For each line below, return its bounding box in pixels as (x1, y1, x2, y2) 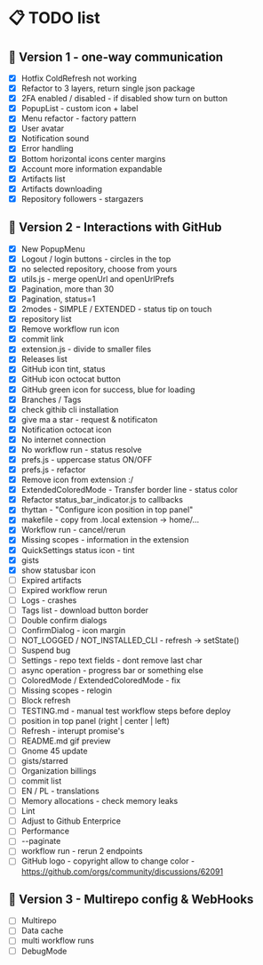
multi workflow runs (20, 936, 94, 946)
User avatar (20, 123, 65, 134)
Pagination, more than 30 (20, 283, 115, 294)
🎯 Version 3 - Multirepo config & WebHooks (8, 891, 254, 906)
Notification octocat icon (20, 424, 112, 435)
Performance (20, 825, 70, 837)
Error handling (20, 143, 74, 154)
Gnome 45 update (20, 745, 88, 756)
